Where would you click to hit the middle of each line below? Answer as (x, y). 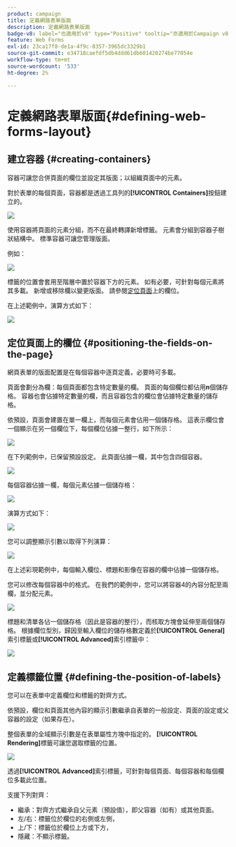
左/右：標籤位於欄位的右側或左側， (68, 819)
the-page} (31, 354)
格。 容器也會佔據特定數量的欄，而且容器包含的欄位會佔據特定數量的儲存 (113, 396)
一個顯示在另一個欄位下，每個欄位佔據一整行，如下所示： (90, 429)
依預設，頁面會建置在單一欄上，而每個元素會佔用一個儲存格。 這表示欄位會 (116, 420)
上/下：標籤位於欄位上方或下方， (65, 828)
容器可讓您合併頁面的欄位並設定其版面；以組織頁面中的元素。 (97, 178)
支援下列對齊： (29, 795)
